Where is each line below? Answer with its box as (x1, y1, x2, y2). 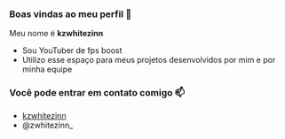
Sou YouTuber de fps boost (21, 45, 123, 56)
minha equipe (21, 64, 73, 74)
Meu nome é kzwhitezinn (9, 28, 104, 39)
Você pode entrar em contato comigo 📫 (9, 87, 185, 99)
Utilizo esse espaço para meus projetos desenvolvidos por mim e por (21, 55, 276, 66)
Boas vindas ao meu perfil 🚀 (9, 8, 132, 20)
